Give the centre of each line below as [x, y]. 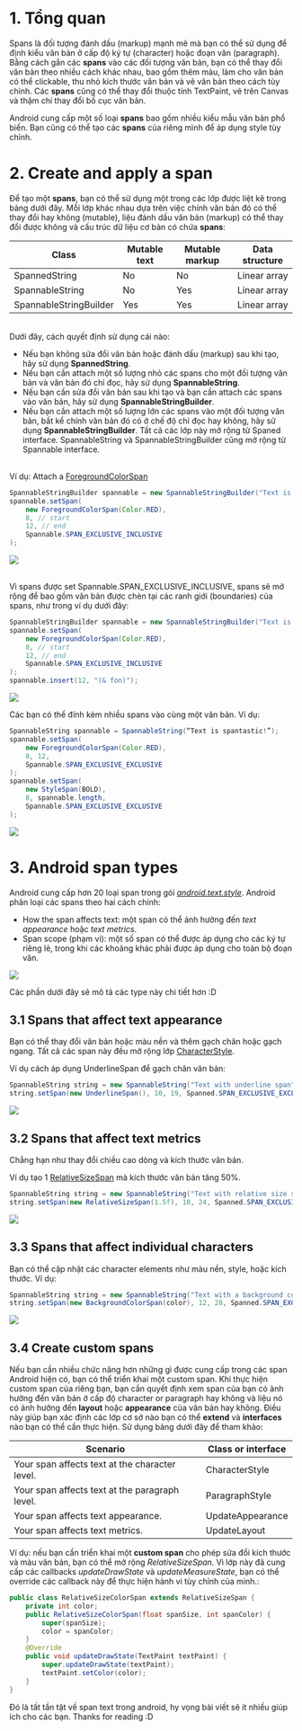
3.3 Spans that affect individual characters [132, 1247]
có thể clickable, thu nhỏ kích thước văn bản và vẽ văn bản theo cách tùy [145, 81]
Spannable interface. [61, 449]
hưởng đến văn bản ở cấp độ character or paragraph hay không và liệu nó [146, 1398]
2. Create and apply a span [111, 173]
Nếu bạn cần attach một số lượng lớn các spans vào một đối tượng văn [153, 411]
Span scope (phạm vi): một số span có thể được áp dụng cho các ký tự [154, 938]
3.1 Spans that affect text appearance [116, 1020]
